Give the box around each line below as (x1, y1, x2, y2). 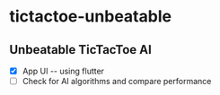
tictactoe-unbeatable (9, 6, 172, 27)
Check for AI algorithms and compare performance (22, 76, 212, 87)
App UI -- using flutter (22, 65, 105, 76)
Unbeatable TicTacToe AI (9, 42, 153, 57)
